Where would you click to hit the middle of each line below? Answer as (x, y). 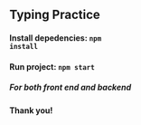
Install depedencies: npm (56, 38)
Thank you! (31, 110)
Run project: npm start (52, 66)
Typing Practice (55, 15)
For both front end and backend (70, 87)
